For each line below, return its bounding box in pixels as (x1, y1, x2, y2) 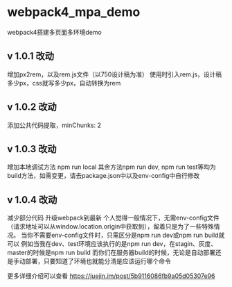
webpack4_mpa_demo (7, 4, 141, 20)
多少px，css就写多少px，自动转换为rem (7, 79, 121, 87)
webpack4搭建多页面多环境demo (7, 28, 102, 36)
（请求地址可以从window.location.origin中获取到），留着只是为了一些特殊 (7, 222, 215, 231)
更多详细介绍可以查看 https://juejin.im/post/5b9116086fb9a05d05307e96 (7, 272, 215, 280)
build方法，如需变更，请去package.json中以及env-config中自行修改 (7, 172, 200, 180)
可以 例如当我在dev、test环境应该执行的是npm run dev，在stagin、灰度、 (7, 240, 217, 248)
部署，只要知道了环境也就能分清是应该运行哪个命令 (25, 257, 171, 265)
